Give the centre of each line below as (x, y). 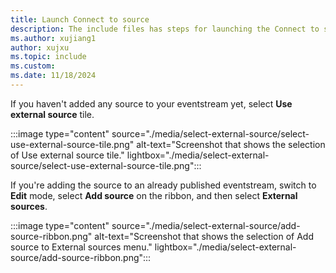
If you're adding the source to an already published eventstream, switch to (163, 185)
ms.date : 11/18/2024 (53, 76)
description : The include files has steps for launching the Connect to (165, 29)
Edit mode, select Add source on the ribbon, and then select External (154, 195)
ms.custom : (33, 66)
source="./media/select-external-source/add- (206, 225)
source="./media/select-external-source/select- (210, 133)
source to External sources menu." (81, 247)
